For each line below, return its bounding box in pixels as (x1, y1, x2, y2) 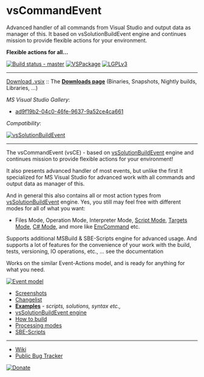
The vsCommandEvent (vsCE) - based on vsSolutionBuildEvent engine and (6, 148, 194, 156)
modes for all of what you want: (6, 204, 86, 212)
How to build (15, 315, 47, 322)
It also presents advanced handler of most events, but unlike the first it (6, 167, 183, 174)
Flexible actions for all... (6, 48, 69, 55)
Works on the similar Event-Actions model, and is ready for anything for (6, 259, 185, 266)
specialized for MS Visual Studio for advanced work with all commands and (6, 173, 195, 181)
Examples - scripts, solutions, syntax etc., (15, 302, 121, 310)
